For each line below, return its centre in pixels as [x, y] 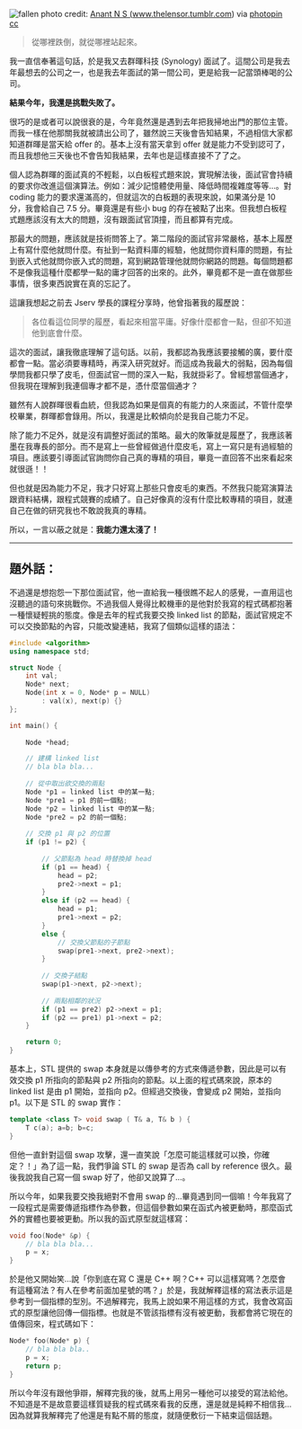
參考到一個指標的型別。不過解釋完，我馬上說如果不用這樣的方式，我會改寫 [147, 1301]
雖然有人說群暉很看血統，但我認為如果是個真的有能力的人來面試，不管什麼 [147, 405]
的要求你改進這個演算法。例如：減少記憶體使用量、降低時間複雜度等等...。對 [151, 186]
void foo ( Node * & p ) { [50, 1236]
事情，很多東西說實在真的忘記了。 [72, 284]
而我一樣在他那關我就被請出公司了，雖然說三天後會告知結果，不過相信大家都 [151, 133]
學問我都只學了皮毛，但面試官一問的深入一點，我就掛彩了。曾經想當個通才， [151, 374]
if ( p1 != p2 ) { [56, 842]
